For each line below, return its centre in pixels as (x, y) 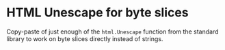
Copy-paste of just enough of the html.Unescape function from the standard (112, 32)
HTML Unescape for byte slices (97, 13)
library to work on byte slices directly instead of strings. (85, 38)
